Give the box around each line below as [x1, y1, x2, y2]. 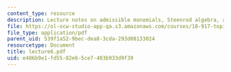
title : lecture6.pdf [7, 49, 67, 56]
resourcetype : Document [7, 42, 76, 49]
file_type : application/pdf [7, 29, 88, 36]
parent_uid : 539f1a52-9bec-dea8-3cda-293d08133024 [7, 36, 155, 43]
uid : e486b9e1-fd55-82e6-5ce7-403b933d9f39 [7, 55, 134, 62]
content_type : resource [7, 10, 76, 17]
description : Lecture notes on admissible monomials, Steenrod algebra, [7, 16, 220, 23]
